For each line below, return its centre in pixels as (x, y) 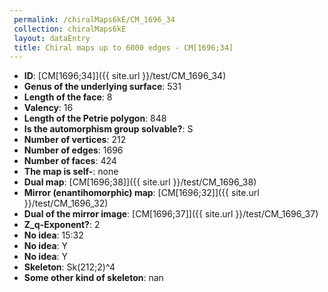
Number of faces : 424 (70, 161)
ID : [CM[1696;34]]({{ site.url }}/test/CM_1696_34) (125, 76)
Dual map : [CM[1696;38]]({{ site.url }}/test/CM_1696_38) (140, 182)
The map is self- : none (71, 172)
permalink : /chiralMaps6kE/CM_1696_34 (94, 19)
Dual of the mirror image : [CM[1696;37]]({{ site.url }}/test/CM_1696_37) (171, 214)
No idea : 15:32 (53, 235)
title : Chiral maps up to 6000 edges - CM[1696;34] (123, 47)
